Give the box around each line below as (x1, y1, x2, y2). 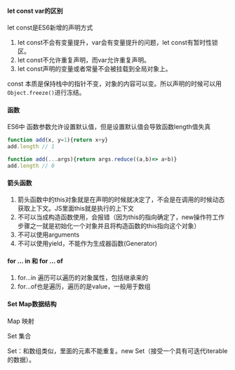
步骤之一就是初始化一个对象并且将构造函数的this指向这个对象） (17, 222, 201, 230)
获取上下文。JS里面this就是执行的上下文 (17, 204, 135, 213)
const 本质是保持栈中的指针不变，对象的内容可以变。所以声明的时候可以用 (7, 79, 222, 88)
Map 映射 (7, 317, 35, 325)
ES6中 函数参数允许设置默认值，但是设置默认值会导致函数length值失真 (7, 123, 211, 131)
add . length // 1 (7, 143, 55, 150)
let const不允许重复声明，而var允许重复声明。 (17, 56, 151, 65)
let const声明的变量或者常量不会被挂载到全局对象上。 (17, 65, 172, 73)
